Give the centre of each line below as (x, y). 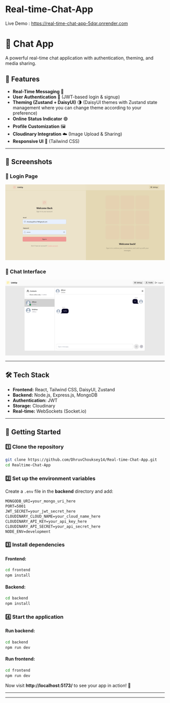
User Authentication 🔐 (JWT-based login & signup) (66, 97)
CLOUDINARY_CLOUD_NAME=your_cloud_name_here (53, 516)
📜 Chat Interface (26, 271)
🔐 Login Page (22, 176)
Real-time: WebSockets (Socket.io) (50, 411)
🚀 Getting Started (33, 432)
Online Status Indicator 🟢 (40, 119)
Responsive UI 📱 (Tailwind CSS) (46, 141)
